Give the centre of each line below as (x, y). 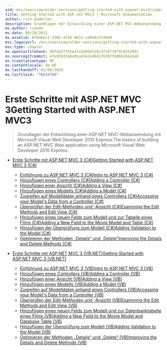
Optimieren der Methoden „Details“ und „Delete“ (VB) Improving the (88, 337)
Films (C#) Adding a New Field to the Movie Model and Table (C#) (86, 222)
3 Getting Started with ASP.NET (71, 110)
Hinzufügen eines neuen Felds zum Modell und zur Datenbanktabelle (90, 311)
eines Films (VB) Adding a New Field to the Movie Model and (81, 316)
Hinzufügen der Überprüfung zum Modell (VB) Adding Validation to (88, 327)
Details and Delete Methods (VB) (53, 343)
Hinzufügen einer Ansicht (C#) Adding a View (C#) (71, 185)
